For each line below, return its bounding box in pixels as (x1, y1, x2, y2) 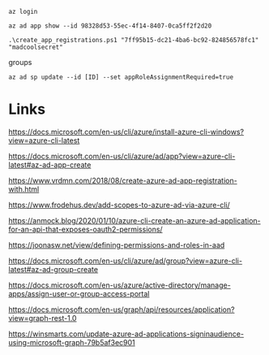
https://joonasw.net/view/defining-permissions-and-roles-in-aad (8, 240, 225, 249)
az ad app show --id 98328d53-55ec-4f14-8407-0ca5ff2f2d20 (8, 22, 212, 30)
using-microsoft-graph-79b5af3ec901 (8, 337, 135, 347)
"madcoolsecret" (8, 43, 63, 51)
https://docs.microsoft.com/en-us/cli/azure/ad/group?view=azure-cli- (8, 256, 243, 266)
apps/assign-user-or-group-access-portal (8, 288, 150, 298)
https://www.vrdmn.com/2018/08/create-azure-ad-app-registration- (8, 175, 237, 185)
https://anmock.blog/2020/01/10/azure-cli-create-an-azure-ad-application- (8, 215, 261, 225)
